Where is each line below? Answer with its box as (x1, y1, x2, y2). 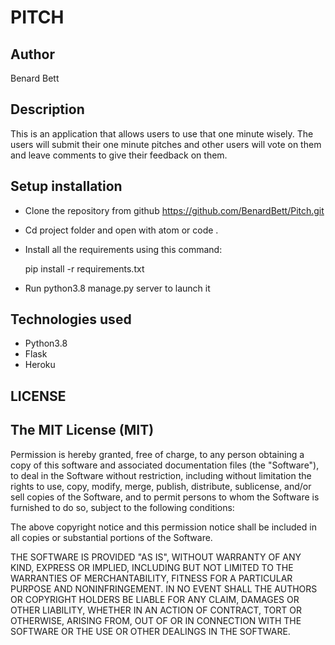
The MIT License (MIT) (10, 422, 155, 439)
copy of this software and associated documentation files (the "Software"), (10, 459, 320, 471)
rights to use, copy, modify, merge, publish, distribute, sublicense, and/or (10, 480, 312, 492)
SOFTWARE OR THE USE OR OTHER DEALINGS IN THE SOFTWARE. (10, 625, 291, 637)
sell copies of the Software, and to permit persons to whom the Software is (10, 491, 320, 503)
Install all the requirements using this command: (24, 243, 223, 255)
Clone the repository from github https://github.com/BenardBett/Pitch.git (24, 204, 325, 216)
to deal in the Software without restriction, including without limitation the (10, 469, 312, 481)
